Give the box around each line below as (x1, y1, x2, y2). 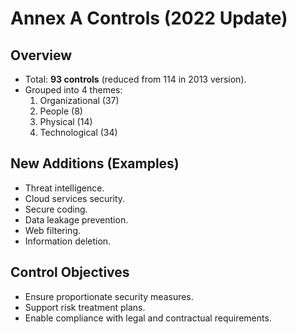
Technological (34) (39, 127, 118, 138)
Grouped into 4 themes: (24, 84, 123, 96)
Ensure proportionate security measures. (24, 290, 194, 302)
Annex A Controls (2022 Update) (10, 7, 288, 30)
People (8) (39, 105, 83, 117)
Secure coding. (24, 203, 88, 215)
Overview (10, 47, 73, 64)
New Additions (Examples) (10, 155, 180, 172)
